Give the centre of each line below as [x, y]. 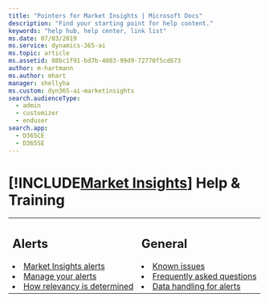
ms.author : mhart [37, 76]
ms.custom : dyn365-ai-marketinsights [71, 91]
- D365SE [30, 143]
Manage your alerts [60, 276]
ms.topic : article [39, 53]
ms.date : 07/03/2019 [43, 38]
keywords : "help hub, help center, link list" [88, 31]
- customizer [37, 114]
